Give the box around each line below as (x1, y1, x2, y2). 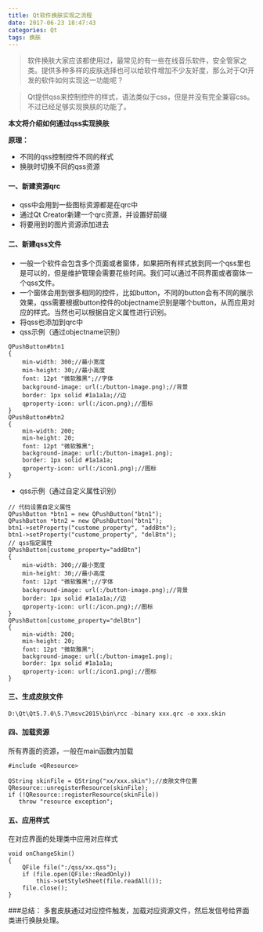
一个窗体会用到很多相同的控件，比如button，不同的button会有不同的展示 (19, 287, 254, 297)
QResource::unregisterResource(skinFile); (8, 784, 149, 792)
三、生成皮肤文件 (8, 692, 63, 701)
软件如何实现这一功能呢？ (41, 75, 124, 85)
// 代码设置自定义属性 (8, 503, 72, 511)
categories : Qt (8, 26, 58, 34)
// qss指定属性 (8, 539, 53, 546)
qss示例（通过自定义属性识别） (19, 486, 121, 495)
